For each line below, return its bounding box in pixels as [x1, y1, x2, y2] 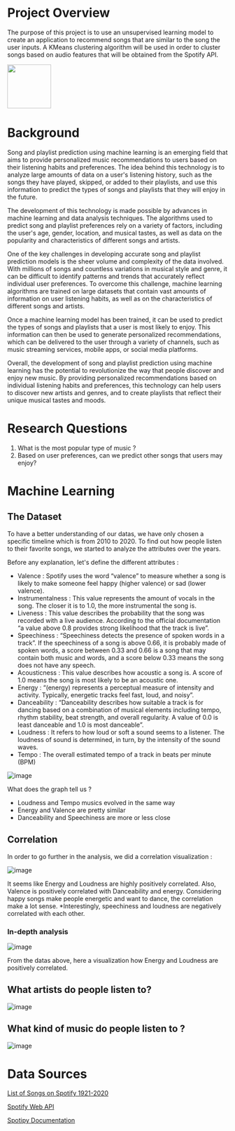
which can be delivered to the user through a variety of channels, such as [7, 338, 220, 346]
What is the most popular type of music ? [17, 444, 136, 452]
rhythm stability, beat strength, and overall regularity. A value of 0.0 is [17, 713, 219, 721]
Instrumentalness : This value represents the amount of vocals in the [17, 594, 215, 602]
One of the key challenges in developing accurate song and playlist [7, 249, 201, 258]
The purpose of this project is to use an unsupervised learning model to [7, 28, 214, 36]
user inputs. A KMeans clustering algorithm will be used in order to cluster [7, 43, 221, 51]
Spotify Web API [7, 1102, 55, 1111]
